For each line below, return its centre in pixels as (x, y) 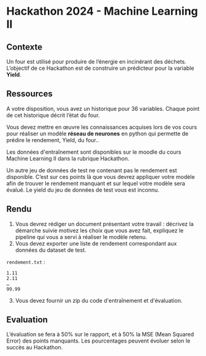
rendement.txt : (26, 262)
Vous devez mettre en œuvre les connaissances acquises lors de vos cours (102, 127)
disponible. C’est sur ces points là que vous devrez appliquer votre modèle (101, 176)
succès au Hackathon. (35, 347)
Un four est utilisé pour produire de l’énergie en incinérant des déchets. (97, 62)
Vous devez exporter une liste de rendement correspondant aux (96, 243)
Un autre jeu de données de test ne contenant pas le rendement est (92, 170)
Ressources (30, 94)
